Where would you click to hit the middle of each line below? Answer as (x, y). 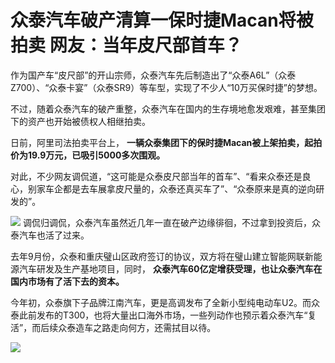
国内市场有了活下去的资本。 (67, 281)
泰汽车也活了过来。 (50, 235)
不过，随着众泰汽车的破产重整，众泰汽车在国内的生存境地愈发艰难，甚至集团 (168, 108)
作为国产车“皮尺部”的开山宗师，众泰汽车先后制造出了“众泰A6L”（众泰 (153, 75)
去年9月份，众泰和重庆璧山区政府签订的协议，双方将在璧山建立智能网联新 (162, 256)
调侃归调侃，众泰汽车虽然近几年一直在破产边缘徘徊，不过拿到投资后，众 (171, 222)
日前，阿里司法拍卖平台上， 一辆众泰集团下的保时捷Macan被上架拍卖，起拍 (166, 142)
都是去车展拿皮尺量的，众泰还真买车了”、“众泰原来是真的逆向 (189, 188)
